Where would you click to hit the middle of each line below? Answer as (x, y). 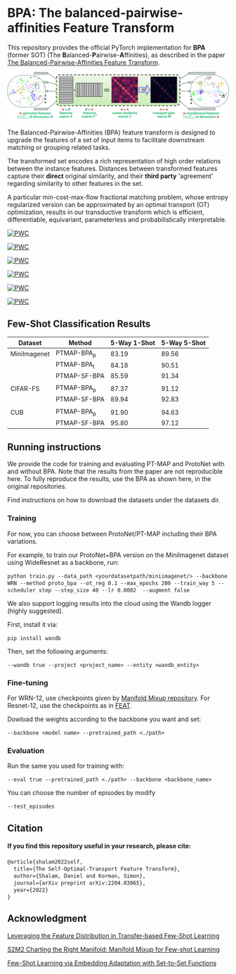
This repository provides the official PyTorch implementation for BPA (106, 47)
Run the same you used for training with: (66, 766)
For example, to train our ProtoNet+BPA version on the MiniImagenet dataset (118, 555)
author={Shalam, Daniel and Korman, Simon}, (80, 876)
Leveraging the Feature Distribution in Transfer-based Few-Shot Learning (113, 935)
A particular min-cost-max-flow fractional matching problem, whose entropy (118, 197)
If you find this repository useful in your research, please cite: (99, 846)
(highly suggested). (35, 611)
